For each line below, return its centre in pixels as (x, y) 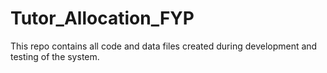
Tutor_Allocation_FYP (102, 18)
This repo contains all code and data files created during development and (164, 46)
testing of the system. (55, 56)
